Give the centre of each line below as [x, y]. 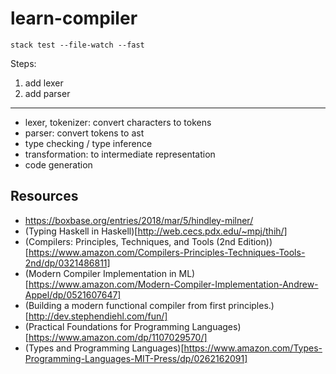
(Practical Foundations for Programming [107, 326]
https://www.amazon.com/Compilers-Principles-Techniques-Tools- [167, 252]
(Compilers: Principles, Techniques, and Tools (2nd [130, 241]
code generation [58, 164]
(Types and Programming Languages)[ [104, 348]
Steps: [23, 63]
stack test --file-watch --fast [77, 45]
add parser [47, 93]
